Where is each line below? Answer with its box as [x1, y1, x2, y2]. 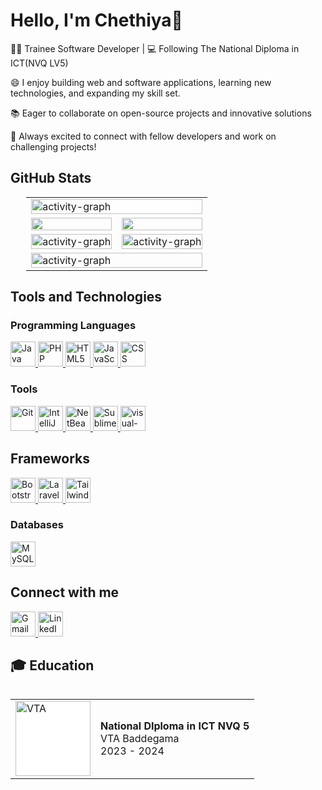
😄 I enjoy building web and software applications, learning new [10, 76, 272, 88]
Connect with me [10, 584, 120, 601]
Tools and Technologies [10, 289, 163, 306]
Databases [10, 518, 64, 532]
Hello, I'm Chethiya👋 [10, 9, 183, 32]
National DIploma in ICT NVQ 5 [100, 719, 250, 733]
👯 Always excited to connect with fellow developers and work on [10, 130, 277, 142]
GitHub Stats [10, 170, 92, 187]
